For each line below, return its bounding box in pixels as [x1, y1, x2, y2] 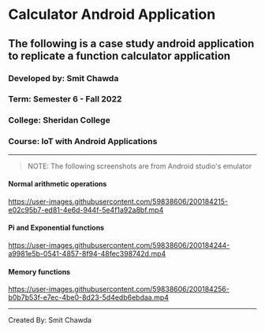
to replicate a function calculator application [8, 49, 231, 62]
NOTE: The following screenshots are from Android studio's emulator [27, 161, 252, 171]
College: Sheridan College [8, 115, 110, 126]
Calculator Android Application [8, 6, 216, 24]
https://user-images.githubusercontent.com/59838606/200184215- [8, 197, 229, 206]
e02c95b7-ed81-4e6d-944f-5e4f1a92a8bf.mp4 [8, 205, 164, 214]
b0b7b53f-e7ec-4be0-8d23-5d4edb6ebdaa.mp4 [8, 293, 170, 302]
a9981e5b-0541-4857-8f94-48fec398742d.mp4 [8, 249, 166, 259]
